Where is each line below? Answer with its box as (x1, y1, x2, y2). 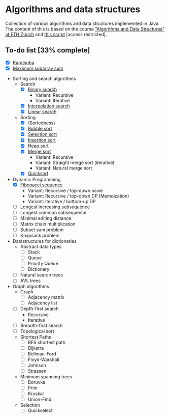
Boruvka (27, 379, 46, 385)
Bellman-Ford (27, 350, 57, 357)
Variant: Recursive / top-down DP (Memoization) (27, 192, 129, 199)
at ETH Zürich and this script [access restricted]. (5, 31, 107, 37)
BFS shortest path (27, 339, 66, 345)
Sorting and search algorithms (12, 75, 76, 81)
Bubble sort (27, 126, 52, 132)
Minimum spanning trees (20, 374, 73, 380)
